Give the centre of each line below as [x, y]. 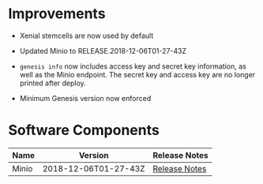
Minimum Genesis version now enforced [85, 98]
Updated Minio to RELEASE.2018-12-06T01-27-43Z [103, 51]
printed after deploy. [53, 83]
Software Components [84, 130]
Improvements [57, 14]
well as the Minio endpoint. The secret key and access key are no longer [137, 74]
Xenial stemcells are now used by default [86, 36]
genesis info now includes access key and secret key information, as [133, 66]
